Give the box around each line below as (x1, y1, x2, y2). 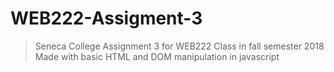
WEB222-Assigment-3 (10, 7, 203, 30)
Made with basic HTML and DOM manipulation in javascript (34, 50, 280, 62)
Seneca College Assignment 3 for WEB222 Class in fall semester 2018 (34, 40, 325, 52)
